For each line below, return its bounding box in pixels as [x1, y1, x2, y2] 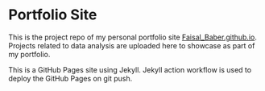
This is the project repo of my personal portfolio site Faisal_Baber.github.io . [8, 32, 258, 42]
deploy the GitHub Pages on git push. [8, 73, 133, 83]
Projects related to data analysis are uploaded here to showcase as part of [8, 40, 255, 50]
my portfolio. [8, 49, 51, 59]
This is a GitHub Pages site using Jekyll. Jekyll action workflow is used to [8, 64, 252, 74]
